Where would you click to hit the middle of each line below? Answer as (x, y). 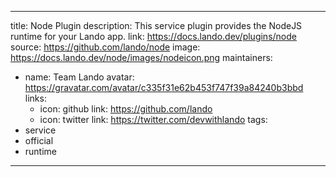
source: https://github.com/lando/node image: (105, 47)
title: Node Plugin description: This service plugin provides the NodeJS (156, 25)
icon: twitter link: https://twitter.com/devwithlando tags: (153, 119)
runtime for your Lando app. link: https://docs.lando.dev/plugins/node (153, 36)
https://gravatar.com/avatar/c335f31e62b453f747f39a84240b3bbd (164, 87)
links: (35, 98)
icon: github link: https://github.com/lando (126, 109)
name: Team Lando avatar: (79, 77)
